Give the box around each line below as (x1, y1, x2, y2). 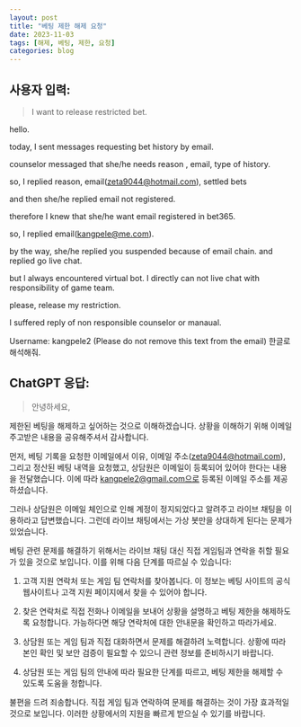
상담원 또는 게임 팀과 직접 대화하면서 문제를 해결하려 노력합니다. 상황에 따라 (22, 635, 287, 647)
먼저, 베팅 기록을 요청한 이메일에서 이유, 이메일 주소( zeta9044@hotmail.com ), (9, 450, 286, 461)
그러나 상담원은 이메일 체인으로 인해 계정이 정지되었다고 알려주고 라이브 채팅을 (9, 503, 283, 514)
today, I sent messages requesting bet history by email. (9, 141, 214, 152)
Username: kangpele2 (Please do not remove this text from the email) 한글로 (9, 335, 291, 346)
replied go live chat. (9, 255, 83, 266)
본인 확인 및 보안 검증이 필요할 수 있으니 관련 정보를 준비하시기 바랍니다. (22, 647, 274, 658)
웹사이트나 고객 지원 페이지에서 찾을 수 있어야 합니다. (22, 586, 208, 598)
